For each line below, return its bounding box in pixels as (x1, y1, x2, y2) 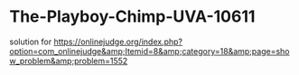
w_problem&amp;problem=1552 (9, 55, 128, 66)
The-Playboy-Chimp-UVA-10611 (9, 6, 256, 27)
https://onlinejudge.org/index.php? (53, 36, 183, 47)
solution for (9, 36, 52, 47)
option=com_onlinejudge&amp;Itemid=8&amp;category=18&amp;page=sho (9, 45, 290, 56)
